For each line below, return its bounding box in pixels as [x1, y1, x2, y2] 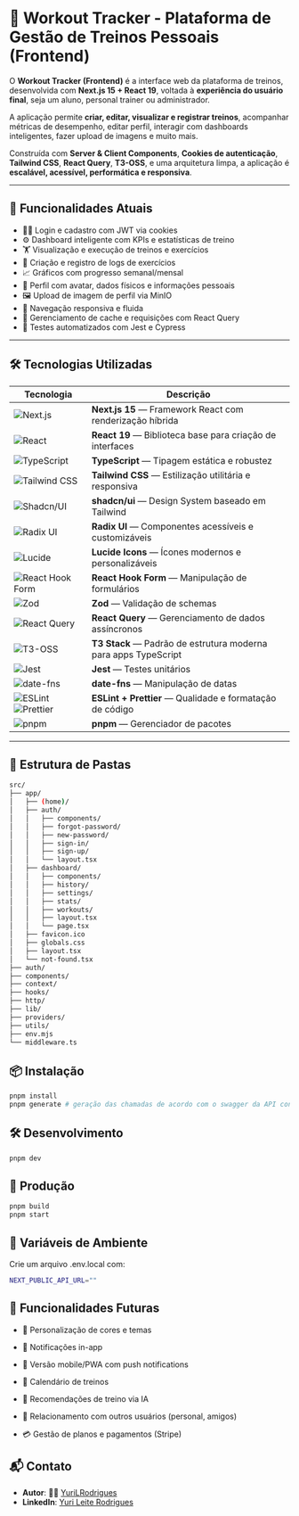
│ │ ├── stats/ [9, 896, 82, 906]
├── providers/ [9, 1012, 66, 1022]
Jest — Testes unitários [92, 663, 191, 675]
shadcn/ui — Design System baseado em [92, 494, 266, 507]
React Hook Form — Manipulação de [92, 571, 247, 583]
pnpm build [9, 1202, 50, 1211]
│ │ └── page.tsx [9, 922, 90, 931]
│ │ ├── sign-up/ [9, 847, 90, 856]
